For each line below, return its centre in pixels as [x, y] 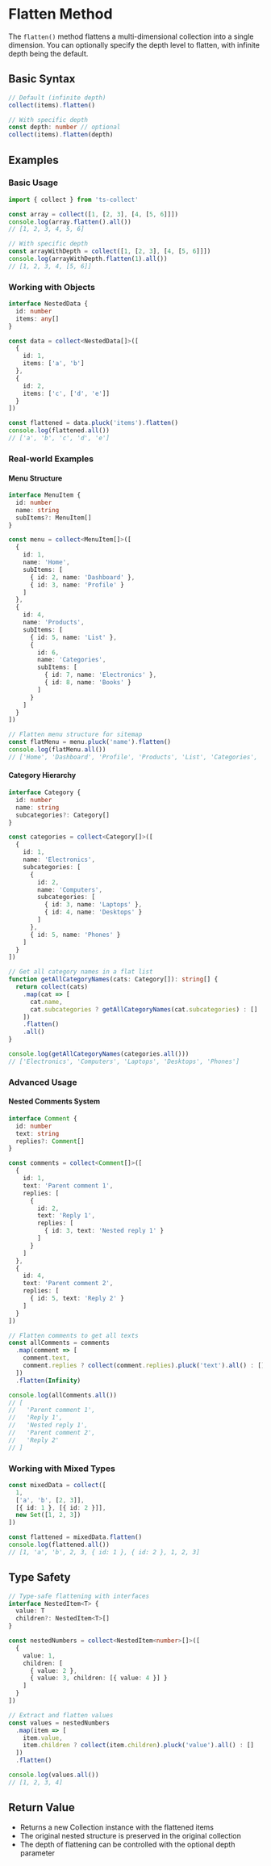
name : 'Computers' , [70, 889]
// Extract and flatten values [61, 1715]
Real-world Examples [51, 459]
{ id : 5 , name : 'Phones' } [75, 935]
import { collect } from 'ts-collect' [73, 200]
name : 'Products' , [54, 623]
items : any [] [38, 319]
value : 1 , [40, 1656]
